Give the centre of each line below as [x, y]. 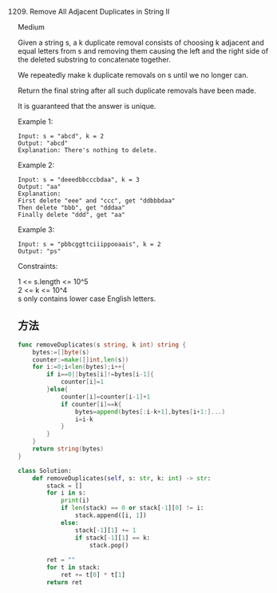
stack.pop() [109, 545]
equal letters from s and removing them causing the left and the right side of [143, 51]
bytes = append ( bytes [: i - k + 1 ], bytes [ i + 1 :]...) [150, 411]
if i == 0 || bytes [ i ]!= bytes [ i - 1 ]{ [101, 375]
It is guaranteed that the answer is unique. [87, 106]
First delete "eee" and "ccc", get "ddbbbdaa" [97, 201]
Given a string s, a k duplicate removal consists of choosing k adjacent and [141, 42]
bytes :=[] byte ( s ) [61, 352]
